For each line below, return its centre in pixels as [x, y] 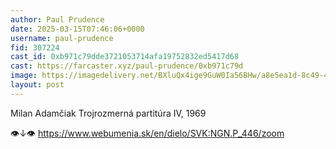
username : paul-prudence [62, 38]
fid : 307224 [35, 47]
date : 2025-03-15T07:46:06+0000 [77, 29]
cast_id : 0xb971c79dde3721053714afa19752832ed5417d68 [125, 57]
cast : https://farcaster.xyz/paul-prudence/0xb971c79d [127, 66]
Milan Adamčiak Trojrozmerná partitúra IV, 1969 [108, 113]
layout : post [37, 85]
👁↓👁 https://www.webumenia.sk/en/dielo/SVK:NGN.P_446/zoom [147, 133]
